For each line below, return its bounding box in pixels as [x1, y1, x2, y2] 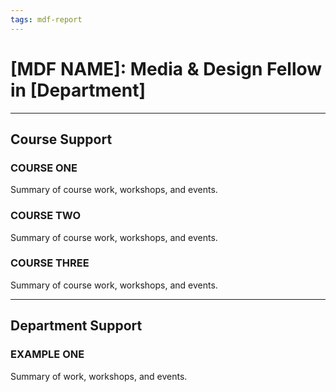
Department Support [10, 317, 143, 335]
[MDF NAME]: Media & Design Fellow [10, 57, 323, 80]
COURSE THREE [10, 256, 90, 270]
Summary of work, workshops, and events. [10, 370, 188, 382]
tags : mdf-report [10, 14, 83, 25]
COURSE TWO [10, 209, 82, 223]
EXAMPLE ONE [10, 347, 85, 361]
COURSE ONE [10, 161, 78, 175]
